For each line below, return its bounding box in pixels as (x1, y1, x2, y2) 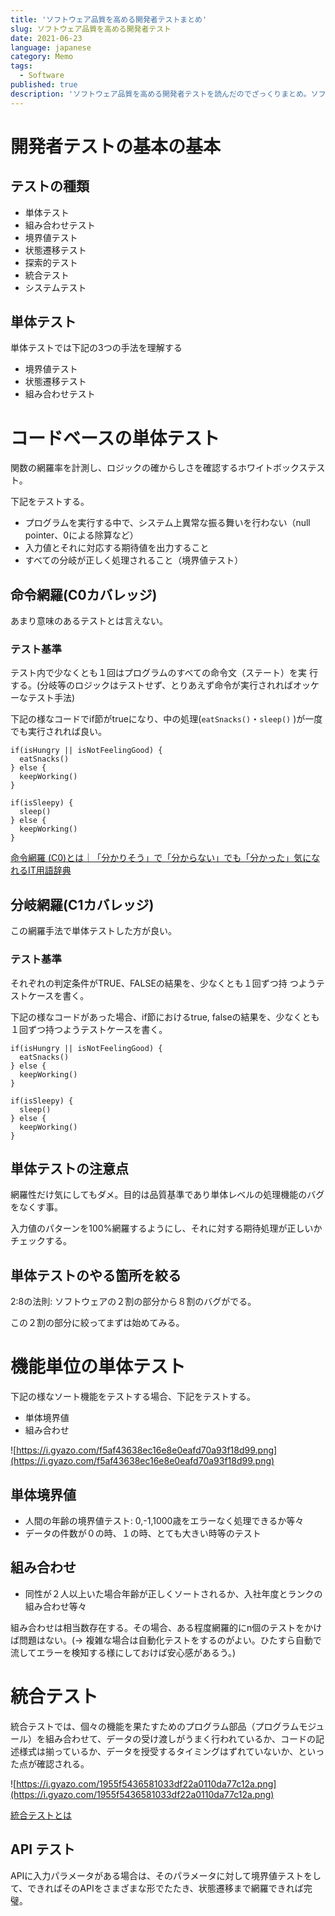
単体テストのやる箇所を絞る (10, 1267, 182, 1284)
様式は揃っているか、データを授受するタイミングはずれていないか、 (18, 1745, 299, 1757)
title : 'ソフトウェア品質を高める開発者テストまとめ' (10, 14, 208, 25)
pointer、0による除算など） (24, 529, 139, 541)
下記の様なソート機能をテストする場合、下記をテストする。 (10, 1391, 256, 1403)
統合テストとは (10, 1809, 72, 1821)
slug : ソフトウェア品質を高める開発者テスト (10, 24, 172, 34)
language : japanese (10, 42, 92, 53)
